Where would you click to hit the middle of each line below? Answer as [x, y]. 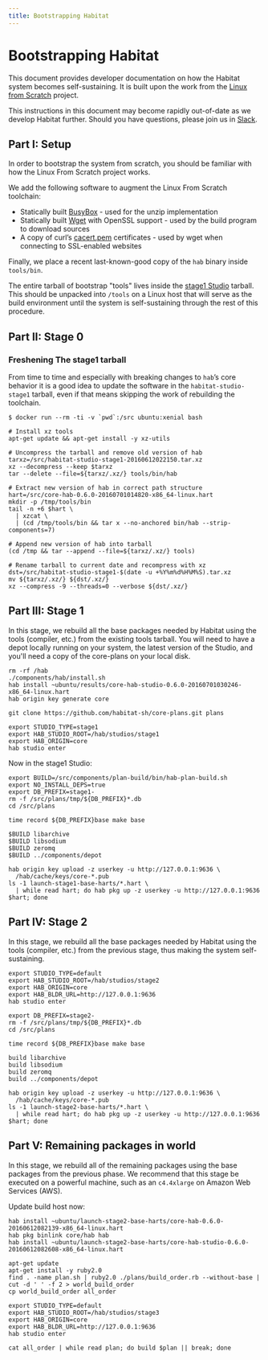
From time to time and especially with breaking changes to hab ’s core [122, 377]
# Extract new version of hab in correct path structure [106, 488]
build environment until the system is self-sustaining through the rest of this [133, 303]
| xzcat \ [32, 516]
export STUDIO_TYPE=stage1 [53, 727]
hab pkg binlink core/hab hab [59, 1235]
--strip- [216, 524]
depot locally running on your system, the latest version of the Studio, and [130, 647]
